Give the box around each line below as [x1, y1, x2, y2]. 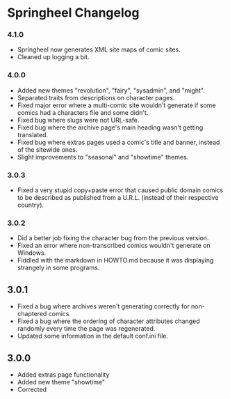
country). [17, 201, 44, 210]
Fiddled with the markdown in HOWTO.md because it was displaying [17, 256, 214, 265]
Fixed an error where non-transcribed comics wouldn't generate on [17, 242, 211, 250]
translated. [17, 130, 49, 139]
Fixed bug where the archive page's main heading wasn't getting [17, 123, 204, 132]
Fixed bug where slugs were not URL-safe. [17, 116, 140, 124]
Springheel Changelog [7, 5, 140, 21]
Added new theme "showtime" [17, 378, 106, 386]
